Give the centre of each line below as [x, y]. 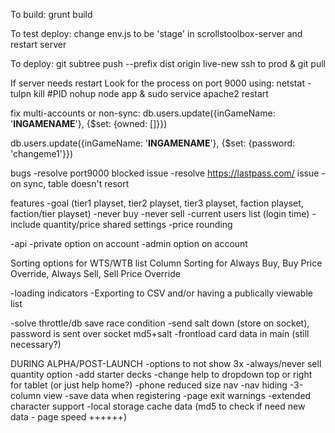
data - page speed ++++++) [68, 417]
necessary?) [36, 344]
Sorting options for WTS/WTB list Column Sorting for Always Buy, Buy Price [166, 263]
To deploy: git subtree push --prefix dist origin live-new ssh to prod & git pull [168, 63]
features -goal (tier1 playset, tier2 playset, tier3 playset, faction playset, [157, 203]
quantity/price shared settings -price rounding [138, 224]
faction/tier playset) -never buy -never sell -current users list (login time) [160, 213]
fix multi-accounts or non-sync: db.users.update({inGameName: [143, 113]
